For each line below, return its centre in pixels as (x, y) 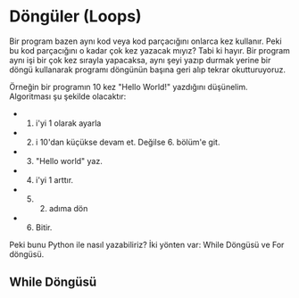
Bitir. (44, 227)
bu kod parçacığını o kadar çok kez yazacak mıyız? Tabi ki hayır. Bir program (149, 50)
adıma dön (68, 208)
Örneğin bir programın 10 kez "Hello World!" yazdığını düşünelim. (129, 87)
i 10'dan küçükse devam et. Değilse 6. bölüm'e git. (128, 142)
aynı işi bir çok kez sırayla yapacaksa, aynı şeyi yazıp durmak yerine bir (140, 60)
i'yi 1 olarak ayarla (68, 123)
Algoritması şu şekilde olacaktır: (68, 96)
